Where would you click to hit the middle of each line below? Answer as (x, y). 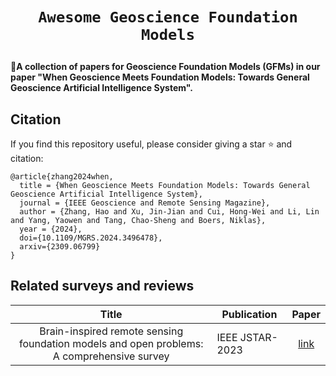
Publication (249, 314)
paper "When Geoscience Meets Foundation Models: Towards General (160, 77)
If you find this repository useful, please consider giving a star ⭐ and (151, 144)
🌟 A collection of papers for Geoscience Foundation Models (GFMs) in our (165, 67)
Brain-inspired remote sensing (111, 331)
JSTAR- (258, 337)
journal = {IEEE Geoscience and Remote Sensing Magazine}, (145, 203)
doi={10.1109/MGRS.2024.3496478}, (91, 238)
